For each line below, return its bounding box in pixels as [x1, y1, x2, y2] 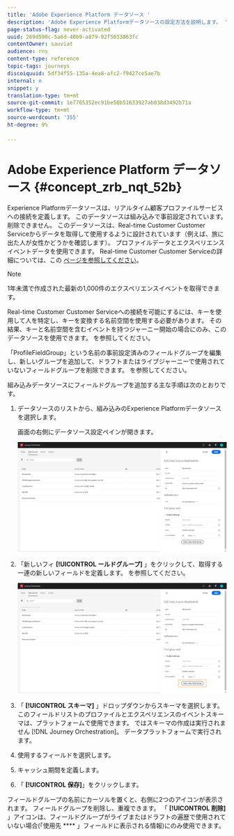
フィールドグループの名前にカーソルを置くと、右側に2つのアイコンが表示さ [7, 795, 224, 803]
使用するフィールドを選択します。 [17, 750, 115, 759]
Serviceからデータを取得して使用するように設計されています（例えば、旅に [7, 230, 224, 238]
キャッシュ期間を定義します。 [17, 766, 103, 774]
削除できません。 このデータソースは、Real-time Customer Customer [7, 221, 205, 229]
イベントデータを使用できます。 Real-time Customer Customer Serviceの [7, 247, 217, 255]
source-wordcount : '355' [7, 114, 79, 121]
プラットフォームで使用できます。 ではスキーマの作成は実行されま [36, 718, 226, 727]
